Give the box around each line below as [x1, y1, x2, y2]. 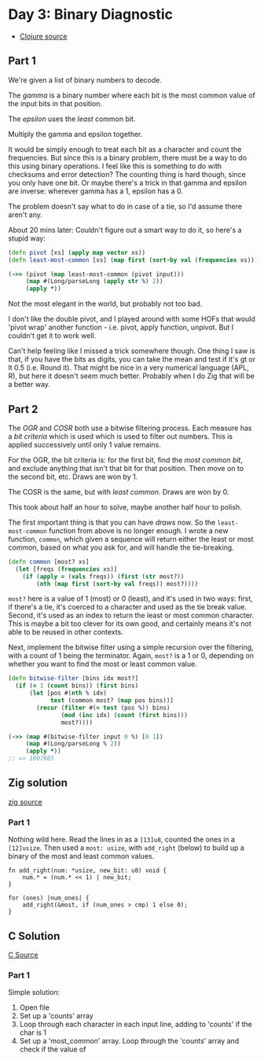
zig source [8, 797, 42, 807]
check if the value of [19, 1044, 86, 1054]
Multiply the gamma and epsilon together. [8, 129, 143, 138]
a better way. [8, 380, 51, 389]
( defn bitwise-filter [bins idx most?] [8, 675, 139, 683]
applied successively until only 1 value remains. [8, 440, 161, 449]
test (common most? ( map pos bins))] [49, 697, 174, 705]
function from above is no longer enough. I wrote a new [48, 525, 229, 536]
